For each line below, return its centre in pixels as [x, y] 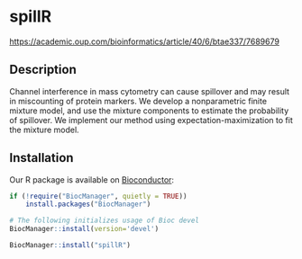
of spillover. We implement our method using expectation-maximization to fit [151, 120]
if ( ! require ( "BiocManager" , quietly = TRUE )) [98, 196]
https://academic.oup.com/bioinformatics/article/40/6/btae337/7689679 [144, 41]
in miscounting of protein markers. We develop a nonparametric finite [138, 101]
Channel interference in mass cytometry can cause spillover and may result [150, 91]
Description [43, 70]
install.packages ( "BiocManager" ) [88, 204]
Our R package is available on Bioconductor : [92, 179]
